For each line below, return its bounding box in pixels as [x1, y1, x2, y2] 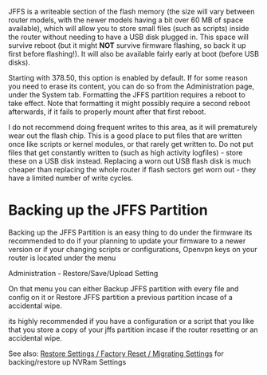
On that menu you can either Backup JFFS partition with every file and [8, 283, 239, 294]
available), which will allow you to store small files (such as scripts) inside [8, 24, 249, 33]
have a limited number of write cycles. [8, 173, 134, 183]
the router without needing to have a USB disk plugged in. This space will [8, 32, 249, 41]
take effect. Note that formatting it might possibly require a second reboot [8, 99, 251, 108]
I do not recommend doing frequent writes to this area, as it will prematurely [8, 123, 257, 132]
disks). [8, 57, 30, 67]
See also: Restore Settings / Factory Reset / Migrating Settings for [8, 349, 225, 358]
